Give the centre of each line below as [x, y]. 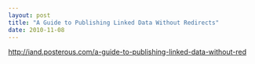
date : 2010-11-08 [36, 30]
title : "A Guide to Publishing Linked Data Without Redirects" [114, 23]
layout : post [29, 15]
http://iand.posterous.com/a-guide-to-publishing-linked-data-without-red [127, 52]
